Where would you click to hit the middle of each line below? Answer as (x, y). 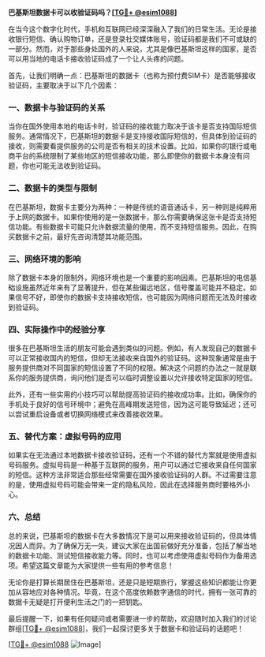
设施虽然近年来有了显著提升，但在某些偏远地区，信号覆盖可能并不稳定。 (132, 287)
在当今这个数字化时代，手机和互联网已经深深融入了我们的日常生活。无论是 (129, 29)
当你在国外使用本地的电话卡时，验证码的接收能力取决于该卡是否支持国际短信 (132, 126)
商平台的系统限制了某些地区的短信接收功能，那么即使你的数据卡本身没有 (125, 156)
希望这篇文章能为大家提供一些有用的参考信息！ (98, 565)
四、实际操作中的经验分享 (57, 329)
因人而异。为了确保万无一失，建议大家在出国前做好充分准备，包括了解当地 (136, 545)
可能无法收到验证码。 (70, 166)
